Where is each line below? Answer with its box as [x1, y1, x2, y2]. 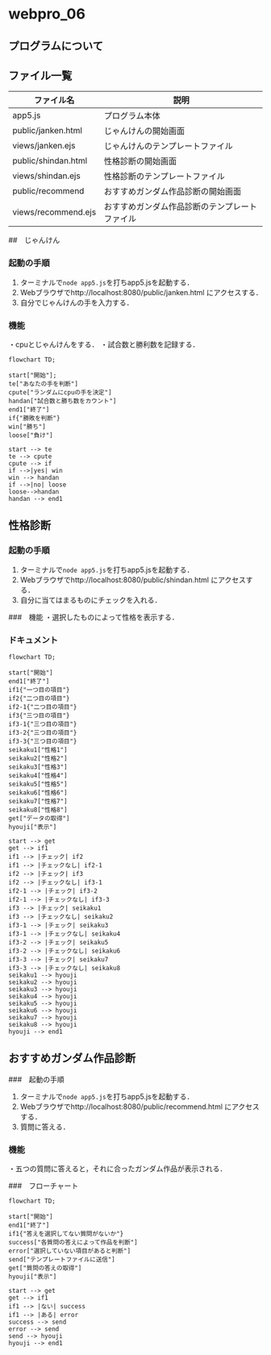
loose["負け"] [8, 431, 54, 440]
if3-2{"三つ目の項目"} [8, 728, 77, 736]
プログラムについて [8, 39, 103, 52]
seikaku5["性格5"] [8, 780, 68, 788]
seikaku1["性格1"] [8, 745, 68, 754]
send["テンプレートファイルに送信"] [8, 1256, 115, 1264]
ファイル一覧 [8, 69, 73, 82]
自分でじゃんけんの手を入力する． [19, 298, 134, 307]
